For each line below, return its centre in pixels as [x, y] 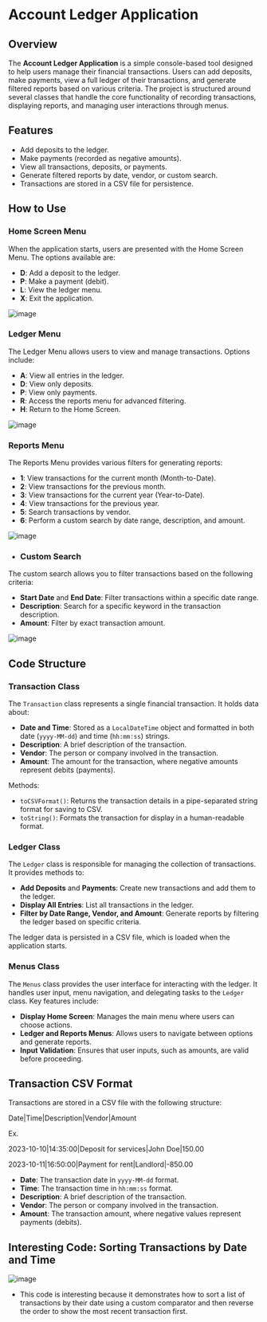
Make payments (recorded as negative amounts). [100, 158]
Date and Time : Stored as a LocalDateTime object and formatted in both [137, 728]
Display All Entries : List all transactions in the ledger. [107, 905]
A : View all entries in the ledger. [72, 375]
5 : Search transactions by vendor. [75, 512]
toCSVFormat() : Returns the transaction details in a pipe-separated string [139, 801]
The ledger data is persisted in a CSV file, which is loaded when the [119, 937]
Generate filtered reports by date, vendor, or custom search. [119, 175]
